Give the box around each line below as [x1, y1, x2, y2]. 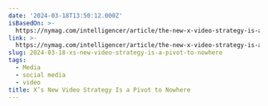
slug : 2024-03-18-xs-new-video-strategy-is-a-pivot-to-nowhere [8, 49, 223, 57]
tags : [8, 57, 26, 65]
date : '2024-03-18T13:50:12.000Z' [8, 11, 124, 20]
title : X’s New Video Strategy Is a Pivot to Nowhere [8, 85, 191, 94]
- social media [15, 71, 66, 79]
